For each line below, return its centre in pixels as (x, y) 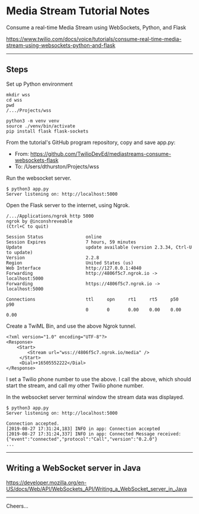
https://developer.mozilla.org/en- (46, 482)
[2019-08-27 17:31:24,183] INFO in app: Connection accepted (83, 429)
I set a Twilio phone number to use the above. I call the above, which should (99, 379)
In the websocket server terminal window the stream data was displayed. (95, 397)
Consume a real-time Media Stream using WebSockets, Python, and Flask (96, 27)
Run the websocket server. (39, 178)
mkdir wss (18, 95)
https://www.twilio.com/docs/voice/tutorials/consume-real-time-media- (94, 39)
